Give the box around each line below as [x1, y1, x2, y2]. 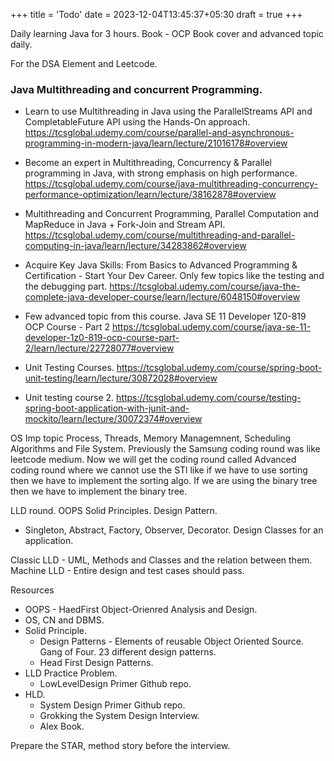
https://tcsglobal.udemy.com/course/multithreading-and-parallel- [24, 229, 296, 241]
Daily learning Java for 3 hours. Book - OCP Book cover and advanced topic [10, 28, 324, 39]
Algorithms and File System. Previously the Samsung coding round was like [10, 443, 321, 455]
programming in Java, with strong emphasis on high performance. [24, 167, 298, 179]
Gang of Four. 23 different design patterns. [39, 646, 217, 658]
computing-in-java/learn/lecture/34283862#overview [24, 240, 247, 252]
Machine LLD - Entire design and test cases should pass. [10, 565, 245, 577]
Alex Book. [39, 720, 85, 733]
